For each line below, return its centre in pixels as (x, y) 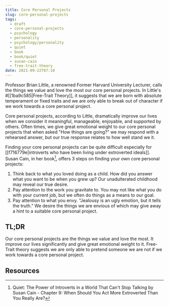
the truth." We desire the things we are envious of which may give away (87, 206)
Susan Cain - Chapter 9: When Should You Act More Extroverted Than (85, 293)
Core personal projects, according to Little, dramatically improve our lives (81, 116)
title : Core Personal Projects (38, 10)
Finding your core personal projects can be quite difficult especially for (79, 147)
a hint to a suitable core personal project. (55, 211)
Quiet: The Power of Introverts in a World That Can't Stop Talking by (83, 287)
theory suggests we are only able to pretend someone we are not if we (89, 250)
